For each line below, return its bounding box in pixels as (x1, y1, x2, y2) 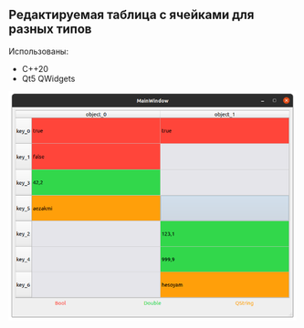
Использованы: (8, 46, 69, 56)
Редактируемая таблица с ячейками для (8, 7, 255, 23)
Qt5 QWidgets (21, 73, 76, 84)
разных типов (8, 22, 92, 37)
